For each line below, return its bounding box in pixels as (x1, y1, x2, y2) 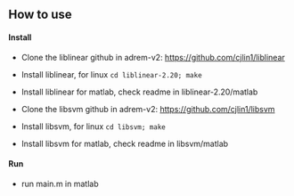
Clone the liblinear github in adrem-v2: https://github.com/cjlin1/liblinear (20, 52, 286, 62)
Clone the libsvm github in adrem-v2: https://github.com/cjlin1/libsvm (20, 103, 275, 114)
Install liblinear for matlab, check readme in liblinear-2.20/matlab (20, 86, 258, 97)
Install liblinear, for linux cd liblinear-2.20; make (20, 69, 202, 79)
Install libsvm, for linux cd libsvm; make (20, 120, 166, 132)
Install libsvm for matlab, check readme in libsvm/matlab (20, 138, 229, 149)
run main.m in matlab (20, 178, 99, 189)
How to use (8, 7, 72, 22)
